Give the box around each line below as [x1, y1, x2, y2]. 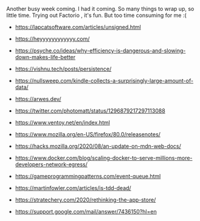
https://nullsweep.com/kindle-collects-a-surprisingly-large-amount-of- [15, 77, 193, 84]
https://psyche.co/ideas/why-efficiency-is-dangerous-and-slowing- [15, 47, 186, 54]
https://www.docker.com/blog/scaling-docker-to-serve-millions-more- [15, 155, 193, 161]
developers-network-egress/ [15, 161, 88, 168]
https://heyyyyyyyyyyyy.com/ [15, 35, 90, 42]
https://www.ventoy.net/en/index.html [15, 119, 111, 126]
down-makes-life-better [15, 54, 76, 60]
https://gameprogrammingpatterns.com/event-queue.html [15, 173, 161, 180]
